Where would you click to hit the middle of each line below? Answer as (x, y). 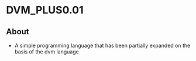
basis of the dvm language (47, 52)
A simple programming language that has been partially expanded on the (102, 45)
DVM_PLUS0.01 (45, 10)
